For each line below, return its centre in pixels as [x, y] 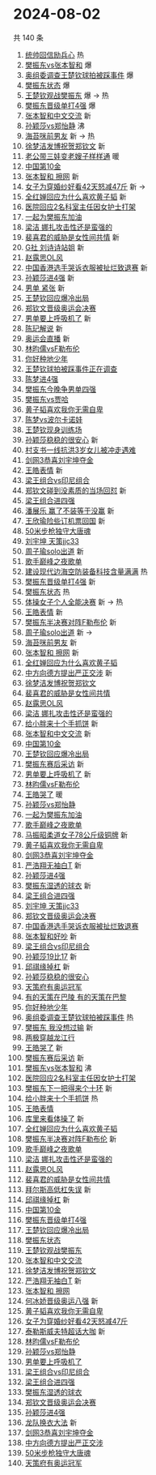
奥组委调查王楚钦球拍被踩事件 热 [79, 1017]
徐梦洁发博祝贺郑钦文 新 [65, 146]
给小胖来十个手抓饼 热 [61, 1098]
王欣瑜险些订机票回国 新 [65, 520]
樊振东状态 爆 [47, 85]
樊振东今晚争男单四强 [60, 389]
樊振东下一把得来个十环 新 [68, 1088]
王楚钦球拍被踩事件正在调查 [71, 369]
